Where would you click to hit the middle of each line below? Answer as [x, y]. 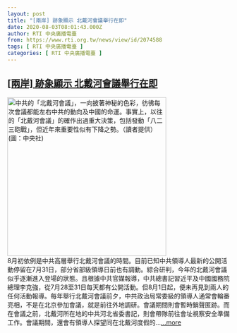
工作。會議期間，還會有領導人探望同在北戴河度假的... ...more [95, 322]
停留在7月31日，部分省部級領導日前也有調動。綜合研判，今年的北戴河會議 [120, 270]
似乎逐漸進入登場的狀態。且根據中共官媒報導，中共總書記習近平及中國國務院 [119, 278]
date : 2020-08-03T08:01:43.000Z [55, 27]
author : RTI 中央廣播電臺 [42, 34]
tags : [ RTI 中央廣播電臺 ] [45, 47]
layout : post [26, 14]
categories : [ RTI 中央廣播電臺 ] [55, 54]
